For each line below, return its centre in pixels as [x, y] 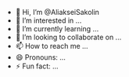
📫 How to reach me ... [52, 46]
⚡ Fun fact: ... [37, 66]
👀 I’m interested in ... [48, 20]
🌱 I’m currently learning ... [57, 29]
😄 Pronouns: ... [41, 57]
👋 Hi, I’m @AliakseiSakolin [57, 12]
